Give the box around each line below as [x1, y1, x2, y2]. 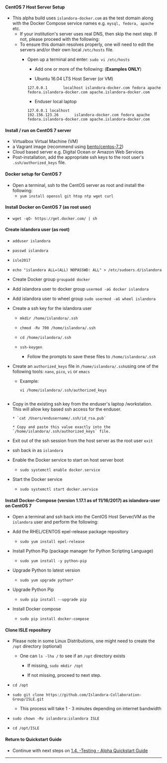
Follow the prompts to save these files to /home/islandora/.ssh [27, 354, 156, 360]
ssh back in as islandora [12, 448, 64, 454]
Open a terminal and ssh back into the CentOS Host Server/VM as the [12, 514, 155, 520]
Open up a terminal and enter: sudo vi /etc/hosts [27, 56, 130, 62]
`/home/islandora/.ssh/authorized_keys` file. [12, 429, 111, 434]
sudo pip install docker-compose [19, 616, 89, 621]
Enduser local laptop [34, 99, 77, 105]
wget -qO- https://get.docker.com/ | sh [12, 216, 97, 221]
